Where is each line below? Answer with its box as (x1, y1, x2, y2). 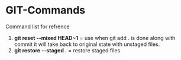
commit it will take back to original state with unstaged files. (14, 41, 160, 48)
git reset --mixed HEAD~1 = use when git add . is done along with (14, 34, 176, 41)
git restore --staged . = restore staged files (14, 46, 121, 54)
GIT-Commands (5, 4, 86, 17)
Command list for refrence (5, 23, 70, 30)
